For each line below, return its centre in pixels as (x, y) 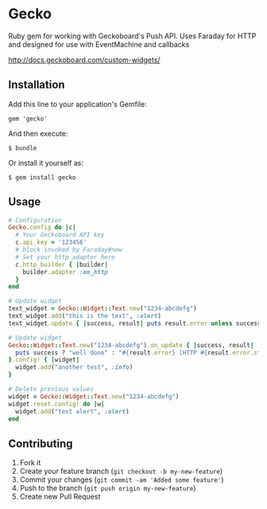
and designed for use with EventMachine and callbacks (99, 44)
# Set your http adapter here (65, 257)
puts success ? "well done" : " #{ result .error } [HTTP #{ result (122, 352)
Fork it (30, 463)
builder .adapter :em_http (66, 272)
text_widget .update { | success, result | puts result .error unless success (135, 323)
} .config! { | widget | (44, 360)
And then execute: (38, 133)
